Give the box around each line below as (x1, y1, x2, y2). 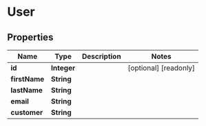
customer (10, 108, 43, 117)
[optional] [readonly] (127, 63, 195, 73)
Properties (7, 32, 54, 43)
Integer (50, 63, 76, 73)
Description (81, 52, 122, 61)
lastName (10, 86, 43, 94)
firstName (10, 75, 45, 84)
